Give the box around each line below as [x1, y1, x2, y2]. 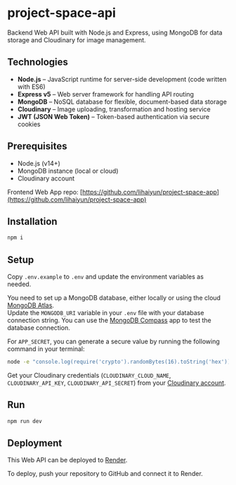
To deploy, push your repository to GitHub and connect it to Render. [7, 469, 204, 478]
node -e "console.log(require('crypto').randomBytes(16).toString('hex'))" [7, 358, 234, 366]
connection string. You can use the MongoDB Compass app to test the [7, 316, 212, 325]
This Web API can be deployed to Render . [7, 456, 128, 465]
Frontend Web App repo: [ [7, 188, 83, 196]
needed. [7, 280, 32, 288]
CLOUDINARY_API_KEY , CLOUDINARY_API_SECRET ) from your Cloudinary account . [7, 379, 226, 387]
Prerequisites [7, 140, 67, 152]
